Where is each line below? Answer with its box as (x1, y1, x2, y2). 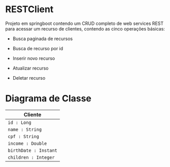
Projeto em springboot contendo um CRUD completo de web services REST (5, 20, 164, 26)
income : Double (8, 141, 47, 146)
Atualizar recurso (12, 65, 49, 71)
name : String (8, 126, 42, 132)
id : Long (8, 119, 31, 125)
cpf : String (8, 133, 40, 139)
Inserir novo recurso (12, 55, 55, 61)
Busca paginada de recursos (12, 36, 73, 42)
